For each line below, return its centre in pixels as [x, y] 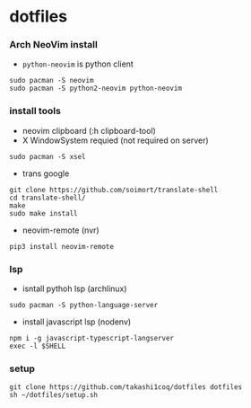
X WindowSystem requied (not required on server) [115, 140]
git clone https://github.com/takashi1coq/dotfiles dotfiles [126, 387]
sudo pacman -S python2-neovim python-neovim [95, 89]
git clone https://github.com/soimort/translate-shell [114, 190]
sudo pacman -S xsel [48, 156]
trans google [46, 173]
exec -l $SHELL [38, 346]
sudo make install [43, 213]
